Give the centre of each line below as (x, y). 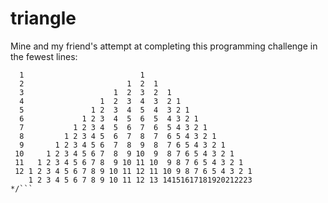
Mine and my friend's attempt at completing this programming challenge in (164, 46)
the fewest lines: (44, 56)
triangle (43, 18)
